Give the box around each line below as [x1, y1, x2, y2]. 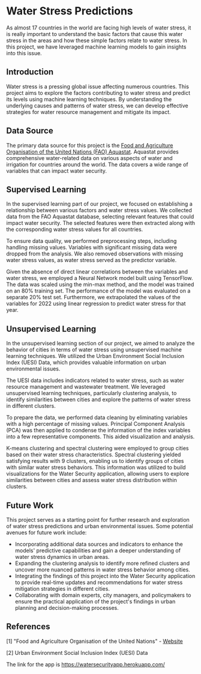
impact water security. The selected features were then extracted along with [6, 219, 195, 227]
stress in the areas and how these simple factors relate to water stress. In [6, 37, 188, 44]
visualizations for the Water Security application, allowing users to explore [6, 470, 190, 477]
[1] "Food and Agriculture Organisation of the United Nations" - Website [6, 637, 183, 645]
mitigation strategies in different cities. [14, 585, 110, 592]
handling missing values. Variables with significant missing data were [6, 244, 178, 251]
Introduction [6, 67, 54, 77]
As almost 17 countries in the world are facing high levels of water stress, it [6, 24, 191, 31]
